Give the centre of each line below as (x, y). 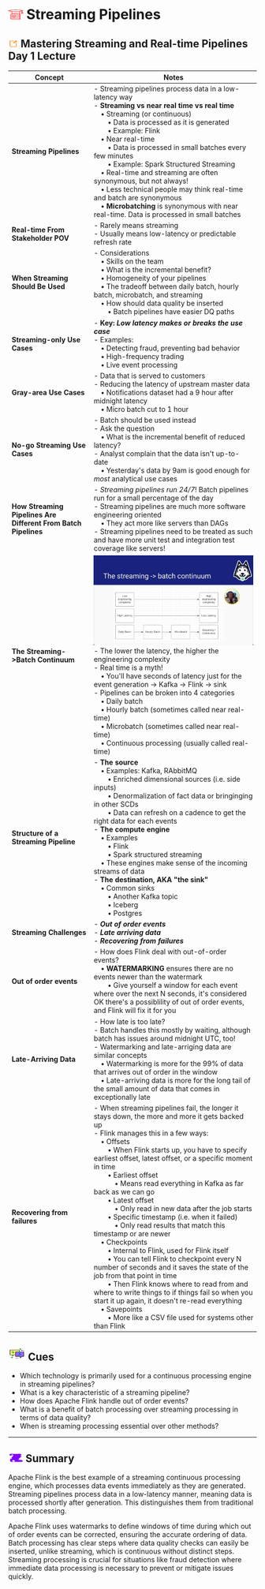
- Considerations (121, 253)
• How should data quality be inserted (162, 303)
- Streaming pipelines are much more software (170, 507)
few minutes (114, 155)
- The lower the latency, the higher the (156, 651)
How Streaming (37, 507)
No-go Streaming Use (49, 445)
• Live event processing (139, 365)
